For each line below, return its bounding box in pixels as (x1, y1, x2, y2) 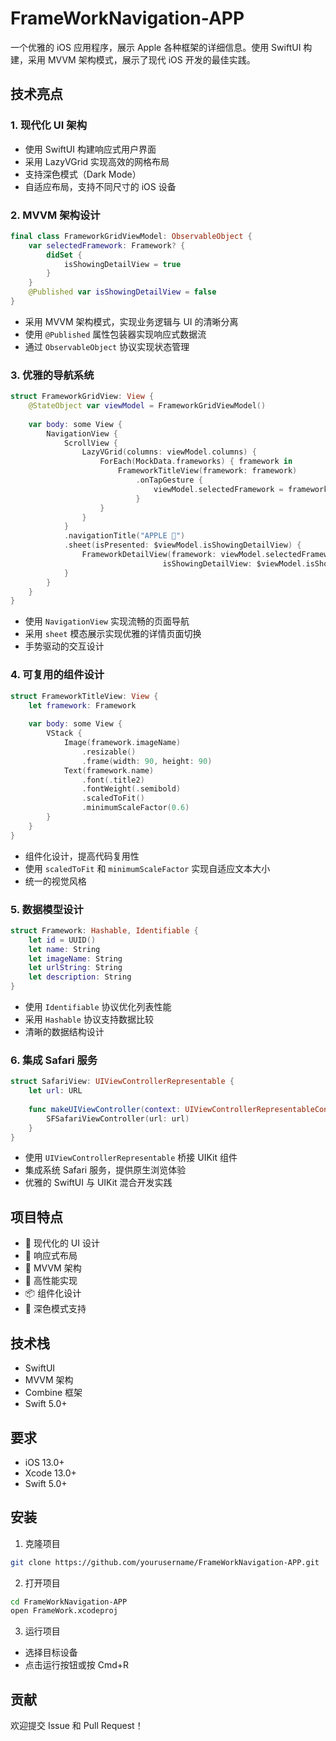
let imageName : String (28, 953, 123, 964)
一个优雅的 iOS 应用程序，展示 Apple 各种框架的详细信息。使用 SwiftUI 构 (10, 41, 313, 53)
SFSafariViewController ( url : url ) (46, 1113, 190, 1124)
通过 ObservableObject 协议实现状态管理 (24, 340, 190, 352)
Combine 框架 (24, 1387, 83, 1399)
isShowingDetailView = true (63, 259, 182, 269)
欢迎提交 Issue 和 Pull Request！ (10, 1720, 144, 1732)
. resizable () (81, 747, 137, 757)
